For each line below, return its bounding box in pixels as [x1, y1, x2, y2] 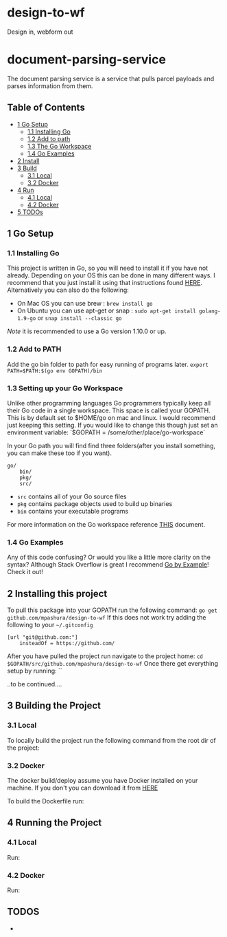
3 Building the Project [7, 700, 101, 712]
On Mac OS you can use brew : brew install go [16, 299, 153, 308]
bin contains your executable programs [16, 507, 129, 515]
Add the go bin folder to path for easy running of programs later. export [7, 360, 209, 368]
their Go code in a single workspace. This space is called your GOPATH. [7, 406, 211, 414]
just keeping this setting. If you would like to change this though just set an [7, 421, 218, 429]
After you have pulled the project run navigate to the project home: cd [7, 652, 204, 660]
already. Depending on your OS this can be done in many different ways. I [7, 271, 216, 280]
